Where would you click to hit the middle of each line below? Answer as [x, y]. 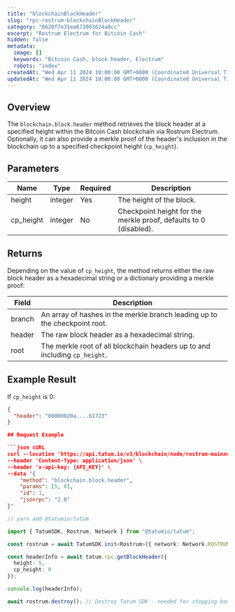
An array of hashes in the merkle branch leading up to [129, 314]
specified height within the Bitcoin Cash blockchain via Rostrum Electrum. [113, 132]
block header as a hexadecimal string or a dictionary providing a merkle [111, 278]
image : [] [28, 53]
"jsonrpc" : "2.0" [45, 500]
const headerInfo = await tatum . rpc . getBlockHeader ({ [87, 557]
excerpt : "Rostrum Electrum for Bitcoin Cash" [76, 33]
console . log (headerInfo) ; [45, 589]
